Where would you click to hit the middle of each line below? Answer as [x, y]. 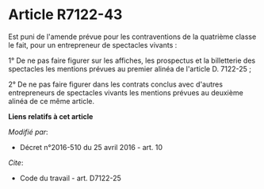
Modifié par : [29, 132]
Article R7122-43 [65, 15]
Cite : [16, 162]
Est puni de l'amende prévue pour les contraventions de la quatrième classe [132, 37]
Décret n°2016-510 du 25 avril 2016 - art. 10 [91, 147]
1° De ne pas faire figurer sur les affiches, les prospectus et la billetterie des [132, 60]
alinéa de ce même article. [52, 101]
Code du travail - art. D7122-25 [70, 178]
